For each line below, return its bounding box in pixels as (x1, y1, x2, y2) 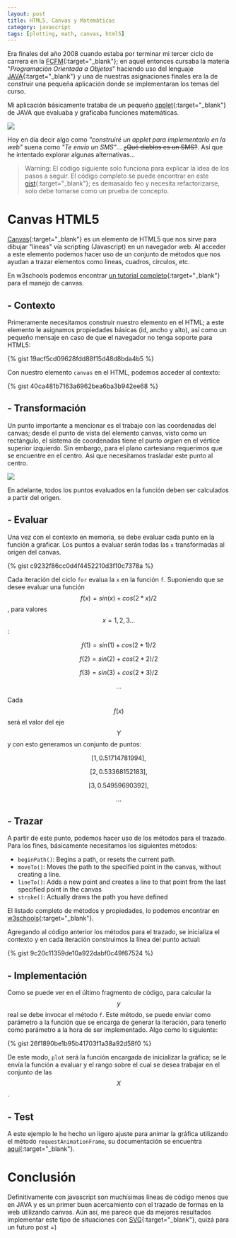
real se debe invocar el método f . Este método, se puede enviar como (7, 1011, 211, 1019)
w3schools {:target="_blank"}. (7, 914, 94, 923)
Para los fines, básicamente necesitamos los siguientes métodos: (7, 841, 198, 850)
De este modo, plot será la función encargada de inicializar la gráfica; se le (7, 1053, 227, 1062)
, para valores (7, 605, 47, 613)
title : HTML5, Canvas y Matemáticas (7, 17, 115, 24)
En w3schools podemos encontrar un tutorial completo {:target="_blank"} (7, 271, 220, 280)
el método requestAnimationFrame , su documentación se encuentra (7, 1137, 203, 1146)
